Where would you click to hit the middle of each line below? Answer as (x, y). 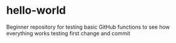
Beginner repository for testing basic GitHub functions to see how (88, 27)
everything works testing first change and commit (68, 33)
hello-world (36, 10)
